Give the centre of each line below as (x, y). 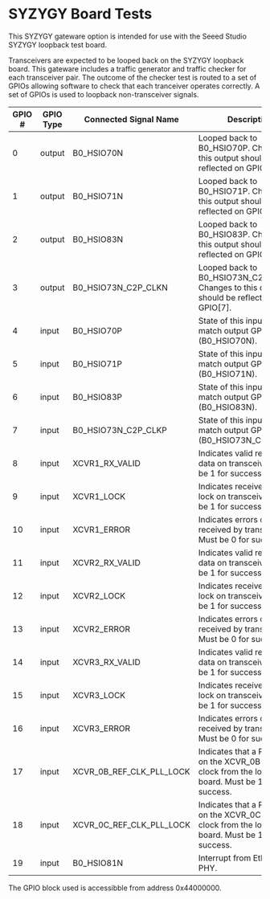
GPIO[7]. (215, 308)
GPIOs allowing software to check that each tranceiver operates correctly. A (134, 86)
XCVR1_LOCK (99, 496)
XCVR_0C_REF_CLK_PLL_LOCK (131, 824)
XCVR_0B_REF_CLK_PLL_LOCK (131, 771)
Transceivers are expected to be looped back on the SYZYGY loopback (126, 60)
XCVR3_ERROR (101, 728)
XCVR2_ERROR (101, 629)
